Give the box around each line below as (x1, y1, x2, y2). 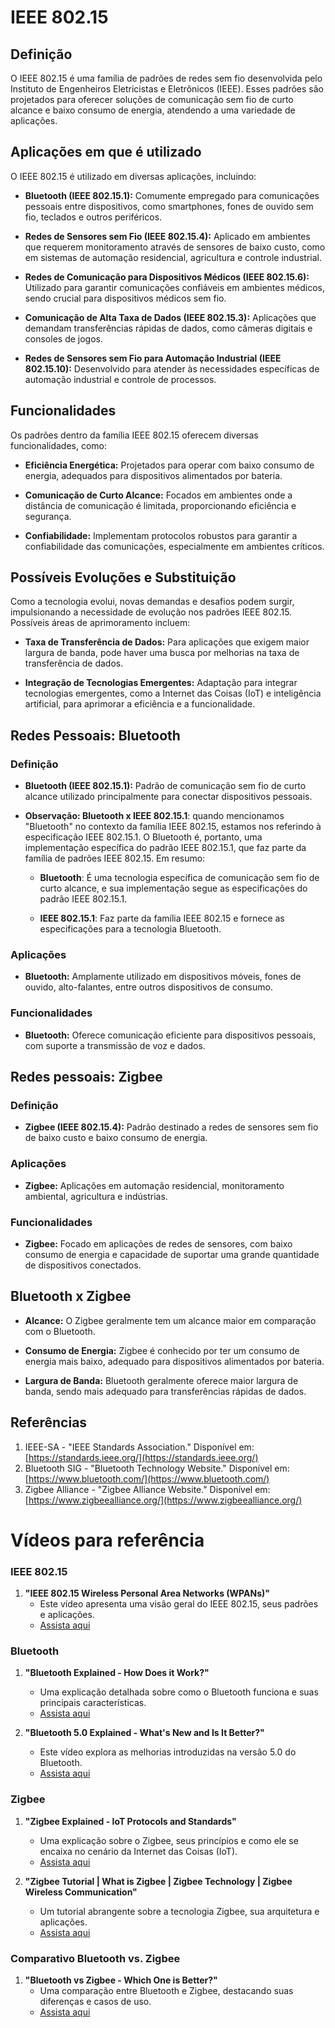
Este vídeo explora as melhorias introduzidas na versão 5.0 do (39, 1746, 297, 1758)
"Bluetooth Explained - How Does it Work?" (24, 1667, 210, 1679)
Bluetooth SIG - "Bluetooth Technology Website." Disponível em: (24, 1462, 290, 1474)
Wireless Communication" (24, 1886, 138, 1898)
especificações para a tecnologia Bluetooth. (39, 923, 222, 935)
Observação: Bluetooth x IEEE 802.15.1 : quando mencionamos (24, 810, 285, 822)
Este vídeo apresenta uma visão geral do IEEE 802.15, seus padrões (39, 1598, 319, 1610)
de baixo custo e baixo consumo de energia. (24, 1132, 208, 1144)
